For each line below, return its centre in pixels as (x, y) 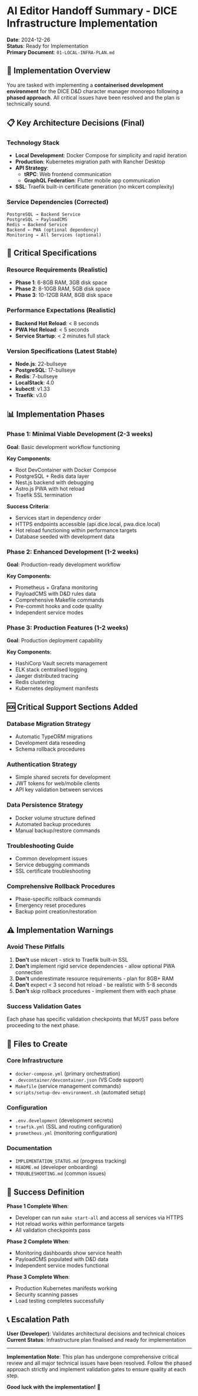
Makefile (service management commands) (68, 1086)
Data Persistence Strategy (45, 805)
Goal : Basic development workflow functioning (63, 447)
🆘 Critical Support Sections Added (72, 707)
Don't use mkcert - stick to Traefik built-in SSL (72, 959)
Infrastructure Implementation (82, 23)
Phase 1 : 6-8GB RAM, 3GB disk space (61, 283)
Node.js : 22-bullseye (41, 364)
